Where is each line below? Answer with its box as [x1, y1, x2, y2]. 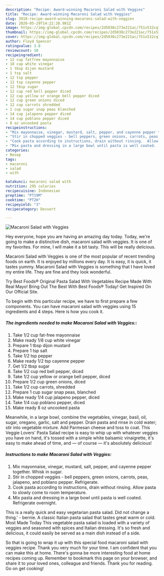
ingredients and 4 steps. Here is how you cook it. [5, 309, 104, 315]
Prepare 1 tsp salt [12, 348, 48, 354]
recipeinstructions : [5, 125, 48, 130]
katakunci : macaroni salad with [5, 179, 71, 185]
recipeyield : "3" [5, 202, 41, 207]
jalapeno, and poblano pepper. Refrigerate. [12, 479, 99, 485]
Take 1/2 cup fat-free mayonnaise [12, 332, 80, 338]
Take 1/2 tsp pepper [12, 353, 53, 359]
